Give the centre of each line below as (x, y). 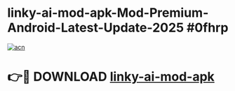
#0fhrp (207, 28)
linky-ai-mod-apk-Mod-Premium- (108, 13)
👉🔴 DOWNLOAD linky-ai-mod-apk (111, 77)
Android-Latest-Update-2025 (96, 28)
